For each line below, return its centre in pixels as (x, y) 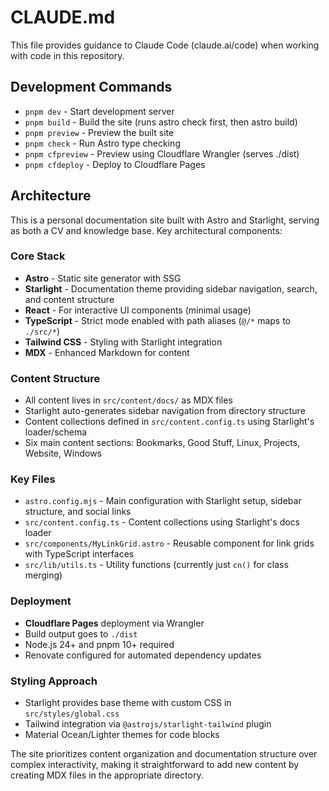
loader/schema (56, 432)
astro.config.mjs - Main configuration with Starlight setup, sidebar (163, 501)
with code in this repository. (67, 55)
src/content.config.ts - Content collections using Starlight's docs (162, 522)
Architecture (51, 196)
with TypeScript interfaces (79, 554)
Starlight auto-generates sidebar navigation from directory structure (165, 411)
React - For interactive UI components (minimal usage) (138, 310)
